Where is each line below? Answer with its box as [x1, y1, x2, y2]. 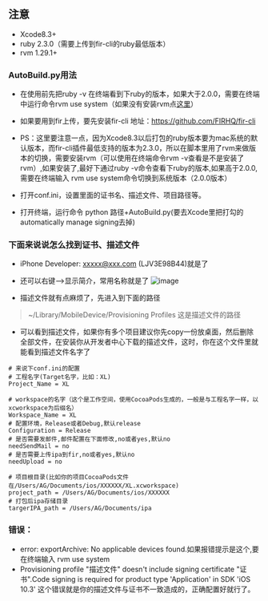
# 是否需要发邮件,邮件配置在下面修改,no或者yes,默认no [8, 435, 170, 443]
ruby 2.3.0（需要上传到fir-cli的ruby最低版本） [19, 38, 170, 48]
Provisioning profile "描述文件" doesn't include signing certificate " [19, 564, 240, 574]
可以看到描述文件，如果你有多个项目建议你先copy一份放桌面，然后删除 [19, 327, 254, 337]
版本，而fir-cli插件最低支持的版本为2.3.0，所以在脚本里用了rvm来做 [26, 143, 250, 153]
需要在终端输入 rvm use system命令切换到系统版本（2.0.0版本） [19, 173, 232, 183]
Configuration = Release [8, 427, 91, 435]
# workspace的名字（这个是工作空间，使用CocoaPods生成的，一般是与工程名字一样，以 [8, 396, 258, 404]
